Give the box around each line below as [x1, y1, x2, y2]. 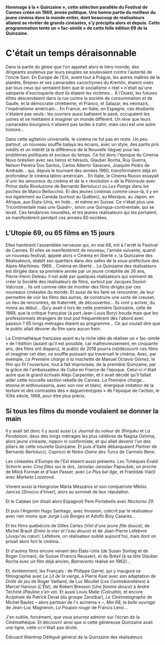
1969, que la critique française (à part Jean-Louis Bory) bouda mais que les [5, 310, 159, 316]
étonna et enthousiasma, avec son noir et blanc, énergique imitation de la [5, 382, 154, 388]
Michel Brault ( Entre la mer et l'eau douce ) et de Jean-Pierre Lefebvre [5, 528, 147, 534]
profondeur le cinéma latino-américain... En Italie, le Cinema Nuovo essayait [5, 172, 159, 179]
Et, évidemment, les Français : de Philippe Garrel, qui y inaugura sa [5, 568, 141, 574]
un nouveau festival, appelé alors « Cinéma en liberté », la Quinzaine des [5, 252, 153, 258]
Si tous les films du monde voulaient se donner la [5, 407, 159, 416]
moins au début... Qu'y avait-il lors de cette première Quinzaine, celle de [5, 305, 152, 311]
